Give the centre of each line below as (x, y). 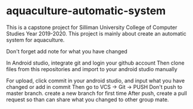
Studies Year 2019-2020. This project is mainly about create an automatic (96, 33)
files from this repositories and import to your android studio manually (92, 69)
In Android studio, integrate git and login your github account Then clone (95, 63)
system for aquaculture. (35, 40)
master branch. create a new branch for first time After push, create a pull (97, 93)
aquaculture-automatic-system (86, 11)
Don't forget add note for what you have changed (67, 51)
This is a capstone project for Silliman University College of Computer (92, 27)
